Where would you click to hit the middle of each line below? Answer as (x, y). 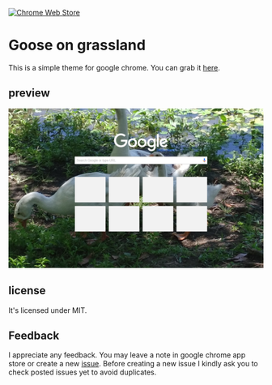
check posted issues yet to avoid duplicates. (83, 372)
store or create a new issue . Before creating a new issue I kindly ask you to (133, 364)
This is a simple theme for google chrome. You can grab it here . (115, 67)
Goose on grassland (77, 45)
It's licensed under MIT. (48, 310)
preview (29, 93)
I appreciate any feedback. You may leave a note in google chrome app (127, 355)
